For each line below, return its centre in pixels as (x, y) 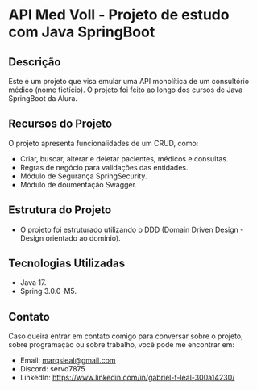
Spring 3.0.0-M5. (48, 291)
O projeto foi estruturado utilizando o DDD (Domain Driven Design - (132, 229)
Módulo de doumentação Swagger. (78, 184)
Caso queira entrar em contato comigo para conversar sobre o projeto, (126, 336)
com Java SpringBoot (82, 32)
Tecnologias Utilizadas (67, 264)
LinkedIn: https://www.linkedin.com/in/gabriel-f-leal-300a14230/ (127, 378)
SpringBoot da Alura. (43, 98)
